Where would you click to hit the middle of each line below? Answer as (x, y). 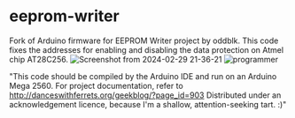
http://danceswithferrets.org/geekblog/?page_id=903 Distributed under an (145, 95)
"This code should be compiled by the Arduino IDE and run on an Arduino (143, 76)
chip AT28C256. (39, 59)
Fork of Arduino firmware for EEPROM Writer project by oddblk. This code (144, 41)
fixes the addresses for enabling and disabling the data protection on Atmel (147, 49)
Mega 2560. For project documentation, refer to (96, 85)
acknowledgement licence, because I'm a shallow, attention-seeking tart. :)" (148, 104)
